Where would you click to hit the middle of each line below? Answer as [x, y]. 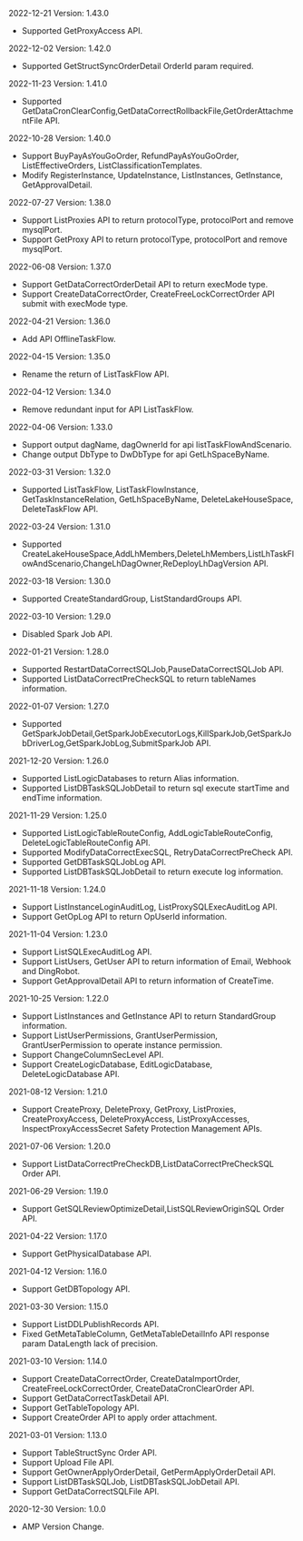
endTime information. [62, 798]
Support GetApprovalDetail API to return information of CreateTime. [147, 981]
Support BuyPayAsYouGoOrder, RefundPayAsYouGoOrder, [130, 156]
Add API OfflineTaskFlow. [68, 339]
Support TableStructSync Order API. [89, 1453]
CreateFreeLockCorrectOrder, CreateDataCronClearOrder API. [138, 1388]
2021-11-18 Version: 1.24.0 [57, 889]
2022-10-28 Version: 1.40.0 [60, 138]
